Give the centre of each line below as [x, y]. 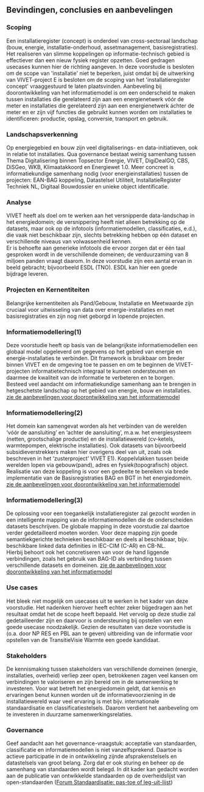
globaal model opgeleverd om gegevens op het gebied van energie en [94, 351]
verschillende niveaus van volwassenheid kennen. [69, 242]
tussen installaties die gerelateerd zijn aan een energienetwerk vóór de [95, 99]
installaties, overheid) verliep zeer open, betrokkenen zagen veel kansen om [102, 675]
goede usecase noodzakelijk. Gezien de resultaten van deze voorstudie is [99, 627]
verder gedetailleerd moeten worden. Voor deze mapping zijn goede [92, 533]
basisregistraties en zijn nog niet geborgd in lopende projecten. [86, 316]
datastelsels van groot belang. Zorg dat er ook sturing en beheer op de [95, 763]
